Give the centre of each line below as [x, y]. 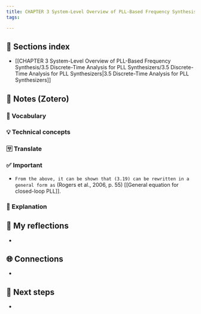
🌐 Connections [35, 259]
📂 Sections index [38, 46]
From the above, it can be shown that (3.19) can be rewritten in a [102, 179]
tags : [13, 17]
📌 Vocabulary [26, 116]
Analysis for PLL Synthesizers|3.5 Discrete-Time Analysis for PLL [109, 74]
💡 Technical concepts [38, 132]
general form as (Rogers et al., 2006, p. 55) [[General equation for [97, 184]
